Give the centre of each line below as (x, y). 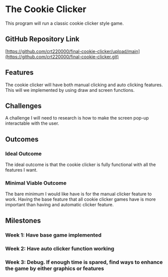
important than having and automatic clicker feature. (60, 205)
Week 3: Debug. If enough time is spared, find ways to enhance (84, 262)
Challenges (23, 106)
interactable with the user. (32, 123)
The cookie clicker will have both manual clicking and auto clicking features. (84, 85)
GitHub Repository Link (42, 39)
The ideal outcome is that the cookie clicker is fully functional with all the (80, 164)
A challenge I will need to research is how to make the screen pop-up (77, 118)
